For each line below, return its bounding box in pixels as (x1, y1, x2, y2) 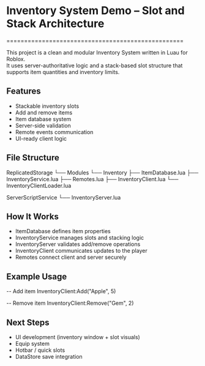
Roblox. (6, 55, 26, 62)
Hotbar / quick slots (15, 346, 65, 354)
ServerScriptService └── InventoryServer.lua (6, 193, 121, 201)
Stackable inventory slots (15, 102, 80, 110)
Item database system (15, 115, 72, 122)
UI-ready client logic (15, 135, 67, 142)
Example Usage (6, 271, 67, 282)
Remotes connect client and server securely (15, 253, 127, 261)
